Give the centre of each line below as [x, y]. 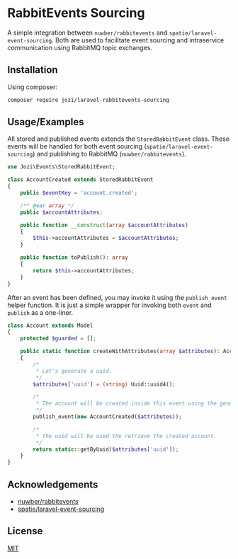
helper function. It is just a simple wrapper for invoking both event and [109, 305]
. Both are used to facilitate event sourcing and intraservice [138, 40]
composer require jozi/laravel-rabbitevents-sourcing [89, 100]
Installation [33, 70]
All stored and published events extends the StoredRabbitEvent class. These [119, 139]
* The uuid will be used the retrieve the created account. [126, 436]
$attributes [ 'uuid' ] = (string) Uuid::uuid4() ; [104, 384]
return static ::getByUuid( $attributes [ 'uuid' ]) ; [106, 449]
